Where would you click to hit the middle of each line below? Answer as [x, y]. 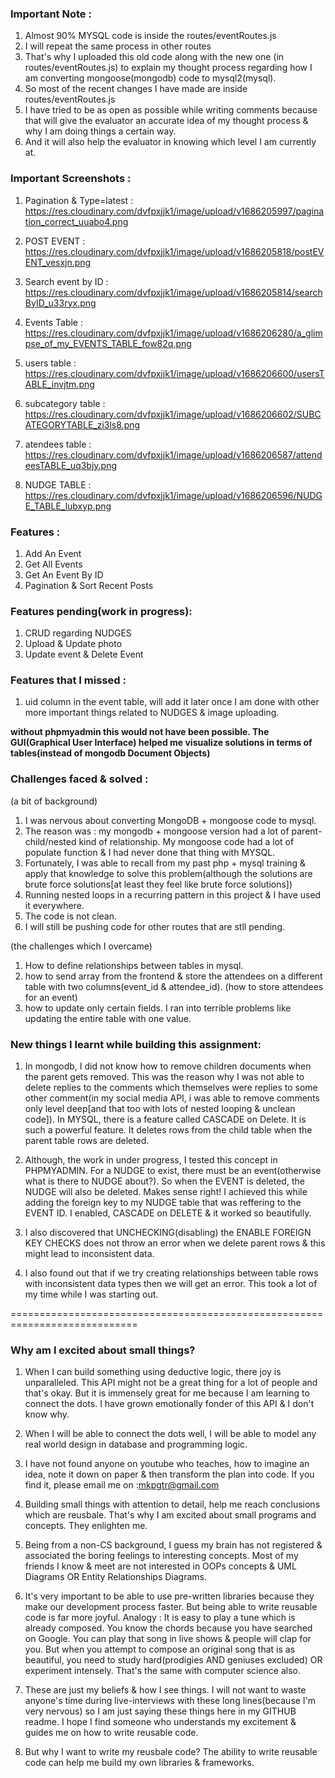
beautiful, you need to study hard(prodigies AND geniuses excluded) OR [173, 1660]
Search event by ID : [66, 281]
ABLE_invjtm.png [59, 384]
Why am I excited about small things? [103, 1350]
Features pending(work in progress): [101, 611]
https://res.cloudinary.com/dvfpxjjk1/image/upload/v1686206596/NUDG [173, 495]
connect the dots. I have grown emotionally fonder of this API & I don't [169, 1404]
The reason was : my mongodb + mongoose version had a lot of [157, 831]
